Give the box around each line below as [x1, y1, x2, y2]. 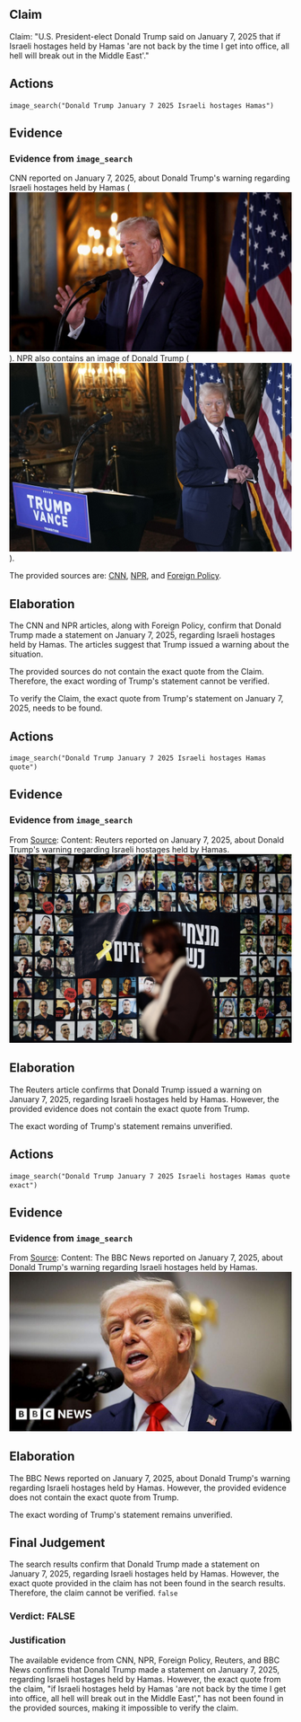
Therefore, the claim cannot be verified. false [9, 1587, 178, 1598]
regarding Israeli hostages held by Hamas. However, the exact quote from [9, 1673, 281, 1684]
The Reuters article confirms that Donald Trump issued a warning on [9, 1084, 262, 1095]
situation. [9, 649, 44, 659]
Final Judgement [9, 1535, 106, 1550]
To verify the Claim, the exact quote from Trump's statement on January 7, [9, 693, 284, 704]
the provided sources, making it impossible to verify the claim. [9, 1702, 239, 1713]
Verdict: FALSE [9, 1610, 76, 1622]
